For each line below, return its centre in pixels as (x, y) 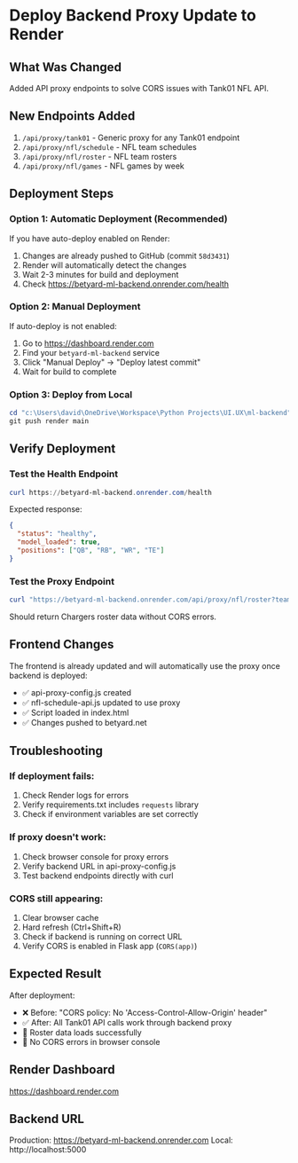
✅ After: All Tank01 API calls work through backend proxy (127, 1022)
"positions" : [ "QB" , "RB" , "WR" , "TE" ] (91, 551)
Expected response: (46, 509)
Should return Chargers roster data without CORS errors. (113, 617)
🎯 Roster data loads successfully (82, 1032)
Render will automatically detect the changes (104, 265)
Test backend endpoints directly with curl (98, 876)
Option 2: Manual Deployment (75, 307)
